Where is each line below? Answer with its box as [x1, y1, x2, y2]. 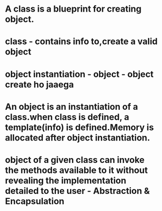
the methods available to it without [5, 164, 148, 176]
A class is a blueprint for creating [5, 3, 142, 15]
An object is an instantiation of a [5, 101, 138, 112]
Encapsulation [5, 195, 65, 207]
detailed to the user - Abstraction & [5, 185, 150, 196]
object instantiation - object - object [5, 69, 154, 80]
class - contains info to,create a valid [5, 36, 158, 47]
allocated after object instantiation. [5, 132, 150, 143]
